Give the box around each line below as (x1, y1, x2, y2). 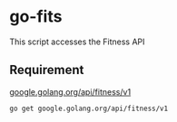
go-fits (9, 6, 63, 27)
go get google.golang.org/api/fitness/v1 (9, 104, 169, 113)
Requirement (9, 62, 84, 78)
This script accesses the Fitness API (9, 36, 145, 47)
